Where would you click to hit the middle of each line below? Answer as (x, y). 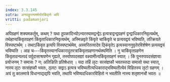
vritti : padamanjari (27, 19)
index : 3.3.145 (21, 10)
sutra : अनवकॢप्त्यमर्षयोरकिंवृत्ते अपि (32, 15)
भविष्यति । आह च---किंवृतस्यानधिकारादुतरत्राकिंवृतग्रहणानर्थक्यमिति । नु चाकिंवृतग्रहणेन (75, 51)
